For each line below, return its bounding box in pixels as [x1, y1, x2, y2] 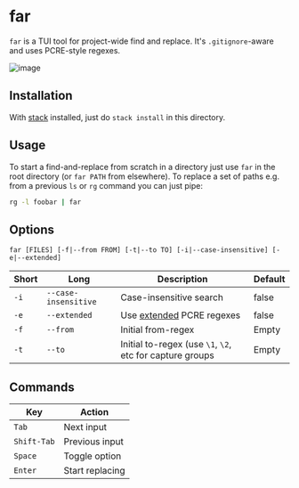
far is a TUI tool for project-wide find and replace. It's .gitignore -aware [9, 36, 274, 46]
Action [79, 406, 109, 419]
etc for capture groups [119, 349, 215, 362]
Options [9, 222, 55, 237]
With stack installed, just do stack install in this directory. [9, 111, 226, 122]
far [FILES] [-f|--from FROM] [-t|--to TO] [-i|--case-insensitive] [9, 246, 269, 255]
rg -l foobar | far [9, 198, 82, 207]
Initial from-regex [119, 323, 195, 336]
